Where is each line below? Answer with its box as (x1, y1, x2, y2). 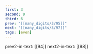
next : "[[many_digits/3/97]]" (5, 26, 67, 30)
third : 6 (5, 16, 23, 21)
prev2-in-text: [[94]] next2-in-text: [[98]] (5, 44, 89, 49)
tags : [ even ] (5, 30, 32, 35)
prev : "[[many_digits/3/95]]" (5, 21, 67, 26)
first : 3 (5, 7, 23, 12)
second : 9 (5, 12, 26, 17)
